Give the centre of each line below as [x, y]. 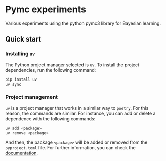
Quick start [23, 39]
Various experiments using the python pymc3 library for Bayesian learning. [83, 23]
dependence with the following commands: [50, 119]
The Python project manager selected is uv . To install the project [72, 65]
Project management [32, 97]
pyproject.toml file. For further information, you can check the [70, 148]
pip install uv [21, 79]
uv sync [13, 84]
